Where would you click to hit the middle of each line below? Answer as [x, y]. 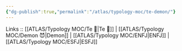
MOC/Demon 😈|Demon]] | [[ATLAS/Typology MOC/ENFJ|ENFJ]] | [88, 35]
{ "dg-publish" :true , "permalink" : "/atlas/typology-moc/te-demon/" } [91, 12]
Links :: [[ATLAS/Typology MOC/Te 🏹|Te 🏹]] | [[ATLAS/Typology [85, 29]
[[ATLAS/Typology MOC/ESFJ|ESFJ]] [52, 41]
